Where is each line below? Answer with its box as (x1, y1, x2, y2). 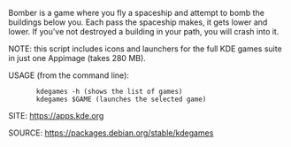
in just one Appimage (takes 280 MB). (8, 53, 147, 63)
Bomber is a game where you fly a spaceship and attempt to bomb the (8, 8, 264, 18)
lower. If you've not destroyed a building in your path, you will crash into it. (8, 27, 280, 36)
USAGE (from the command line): (8, 70, 130, 81)
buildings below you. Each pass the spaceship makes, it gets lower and (8, 17, 268, 27)
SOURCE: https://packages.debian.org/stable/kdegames (8, 128, 214, 138)
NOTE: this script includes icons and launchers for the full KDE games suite (8, 43, 282, 54)
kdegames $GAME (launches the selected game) (35, 95, 207, 104)
